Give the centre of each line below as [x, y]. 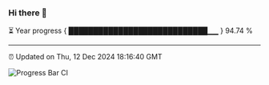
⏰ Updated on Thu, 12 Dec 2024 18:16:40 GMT [85, 57]
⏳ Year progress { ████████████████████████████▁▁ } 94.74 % [131, 30]
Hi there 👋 [28, 13]
